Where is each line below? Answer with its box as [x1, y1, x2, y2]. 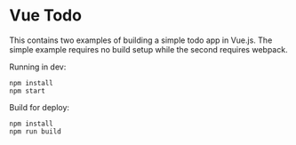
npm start [9, 86, 46, 95]
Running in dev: [9, 61, 67, 72]
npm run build [9, 126, 62, 136]
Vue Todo [9, 5, 83, 26]
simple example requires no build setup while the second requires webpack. [9, 44, 288, 54]
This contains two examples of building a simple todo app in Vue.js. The [9, 35, 273, 45]
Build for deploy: [9, 101, 69, 112]
